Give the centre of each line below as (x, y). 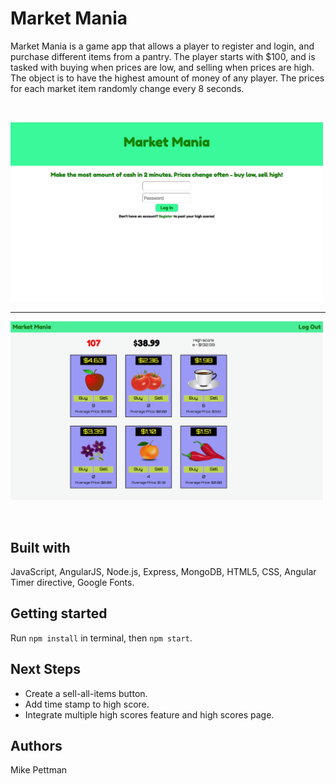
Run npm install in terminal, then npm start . (101, 638)
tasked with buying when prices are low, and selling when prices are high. (162, 67)
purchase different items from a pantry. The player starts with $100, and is (163, 56)
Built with (40, 547)
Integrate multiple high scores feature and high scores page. (149, 714)
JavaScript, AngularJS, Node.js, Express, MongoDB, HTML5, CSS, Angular (163, 571)
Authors (36, 746)
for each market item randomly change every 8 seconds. (127, 88)
